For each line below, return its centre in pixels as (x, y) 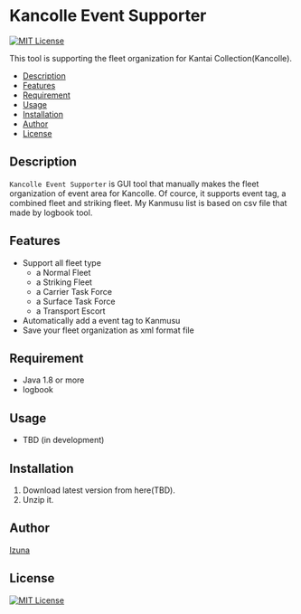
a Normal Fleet (63, 272)
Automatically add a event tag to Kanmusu (101, 320)
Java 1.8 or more (53, 380)
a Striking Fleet (64, 282)
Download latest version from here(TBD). (99, 490)
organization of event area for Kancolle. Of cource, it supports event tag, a (148, 193)
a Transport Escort (71, 311)
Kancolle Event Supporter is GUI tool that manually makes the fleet (134, 184)
